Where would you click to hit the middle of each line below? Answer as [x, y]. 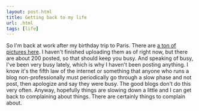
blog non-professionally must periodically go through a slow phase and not [99, 77]
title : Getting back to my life [46, 17]
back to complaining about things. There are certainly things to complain [96, 97]
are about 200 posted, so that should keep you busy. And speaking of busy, [100, 58]
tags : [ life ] [22, 28]
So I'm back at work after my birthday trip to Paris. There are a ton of [91, 46]
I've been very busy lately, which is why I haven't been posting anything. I [97, 65]
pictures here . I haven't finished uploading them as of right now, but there [97, 52]
